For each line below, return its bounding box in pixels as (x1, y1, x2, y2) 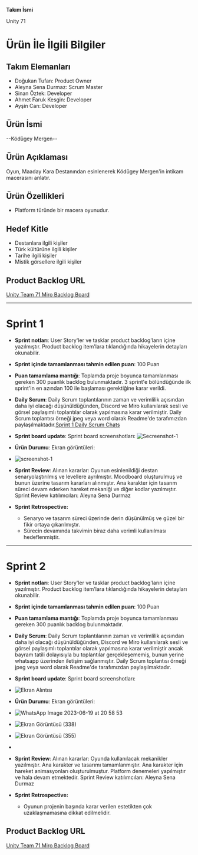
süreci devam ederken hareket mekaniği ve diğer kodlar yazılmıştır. (14, 486, 177, 492)
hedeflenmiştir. (23, 534, 60, 540)
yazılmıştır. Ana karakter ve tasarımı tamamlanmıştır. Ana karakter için (14, 761, 183, 768)
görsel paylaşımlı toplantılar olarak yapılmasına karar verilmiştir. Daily (14, 409, 181, 416)
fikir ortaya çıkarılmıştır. (23, 521, 81, 528)
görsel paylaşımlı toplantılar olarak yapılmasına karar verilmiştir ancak (14, 644, 183, 652)
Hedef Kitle (6, 223, 49, 234)
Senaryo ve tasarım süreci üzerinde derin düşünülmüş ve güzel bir (23, 515, 184, 522)
